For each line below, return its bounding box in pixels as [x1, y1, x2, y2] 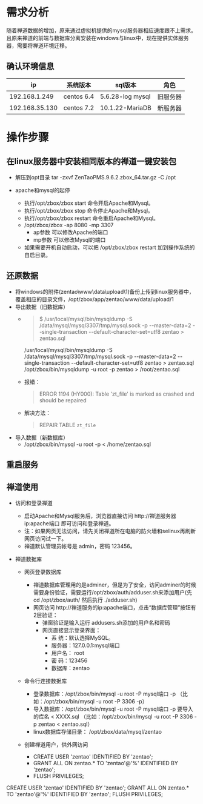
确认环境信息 [6, 61, 55, 71]
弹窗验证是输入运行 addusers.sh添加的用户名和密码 [42, 619, 171, 626]
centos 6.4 [63, 92, 95, 101]
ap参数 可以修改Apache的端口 [33, 228, 108, 236]
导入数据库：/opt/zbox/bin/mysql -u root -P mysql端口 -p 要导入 [33, 705, 194, 713]
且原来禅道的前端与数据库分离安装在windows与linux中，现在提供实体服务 [6, 34, 189, 41]
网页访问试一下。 [24, 534, 67, 542]
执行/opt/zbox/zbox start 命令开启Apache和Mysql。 [24, 199, 154, 207]
